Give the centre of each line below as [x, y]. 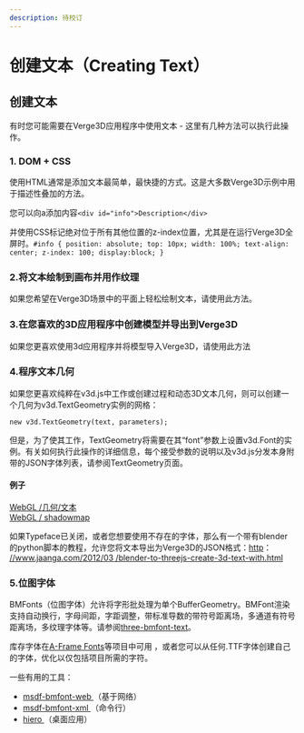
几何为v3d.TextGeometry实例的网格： [88, 405]
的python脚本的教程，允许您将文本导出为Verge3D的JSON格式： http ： [141, 547]
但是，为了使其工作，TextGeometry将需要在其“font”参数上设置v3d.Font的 [147, 440]
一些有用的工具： [41, 678]
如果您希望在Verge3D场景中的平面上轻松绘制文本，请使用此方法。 [133, 299]
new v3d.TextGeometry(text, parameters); [89, 422]
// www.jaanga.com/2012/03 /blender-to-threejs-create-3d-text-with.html [147, 558]
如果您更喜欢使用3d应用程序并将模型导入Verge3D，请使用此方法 [130, 346]
